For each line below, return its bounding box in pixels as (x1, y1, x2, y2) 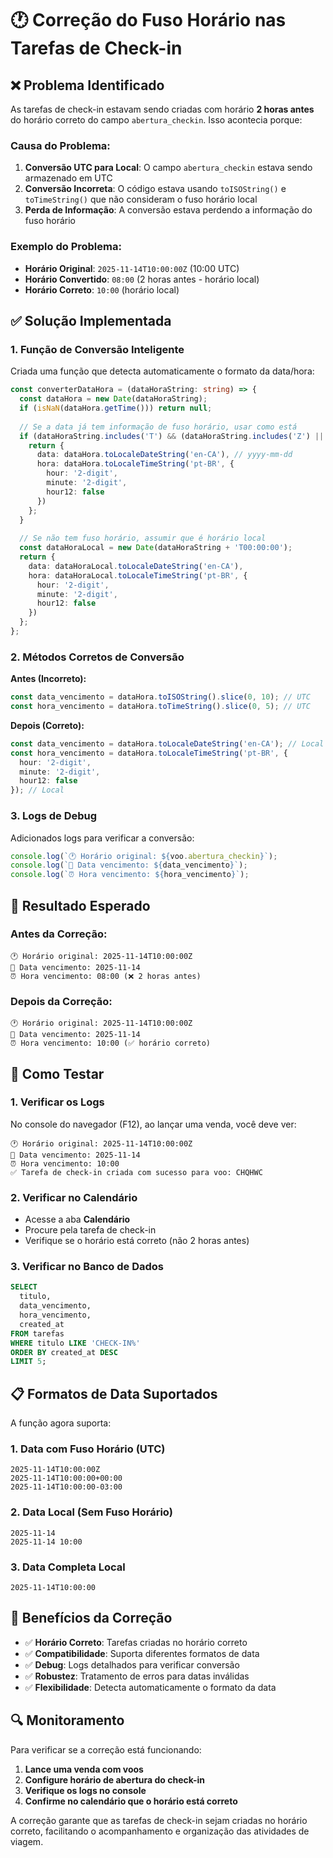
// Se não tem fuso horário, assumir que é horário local (19, 533, 267, 544)
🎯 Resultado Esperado (10, 897, 151, 914)
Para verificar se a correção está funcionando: (10, 1743, 202, 1756)
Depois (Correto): (10, 719, 85, 731)
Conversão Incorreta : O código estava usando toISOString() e (24, 183, 287, 195)
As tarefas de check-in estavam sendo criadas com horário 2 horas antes (10, 103, 315, 115)
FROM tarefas (10, 1328, 65, 1339)
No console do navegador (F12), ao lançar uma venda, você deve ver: (10, 1118, 297, 1130)
